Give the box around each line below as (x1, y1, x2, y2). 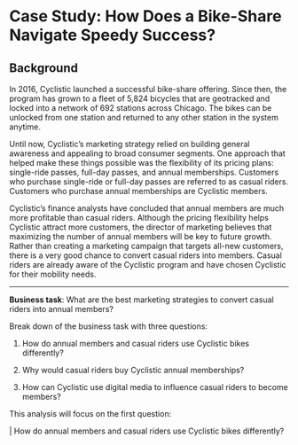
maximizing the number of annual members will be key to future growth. (9, 231, 272, 241)
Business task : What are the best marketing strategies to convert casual (9, 294, 274, 305)
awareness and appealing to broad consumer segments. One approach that (9, 148, 286, 159)
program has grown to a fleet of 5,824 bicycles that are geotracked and (9, 93, 271, 104)
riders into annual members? (9, 304, 114, 314)
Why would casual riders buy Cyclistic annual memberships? (21, 365, 245, 375)
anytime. (9, 121, 42, 132)
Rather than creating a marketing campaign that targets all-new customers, (9, 241, 284, 251)
